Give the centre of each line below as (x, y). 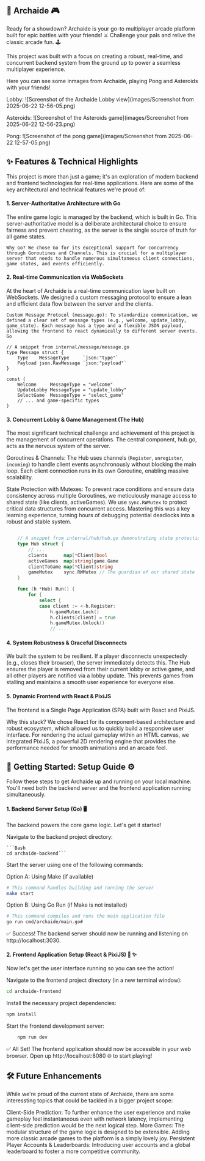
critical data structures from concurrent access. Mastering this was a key (98, 509)
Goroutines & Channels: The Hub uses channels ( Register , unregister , (95, 458)
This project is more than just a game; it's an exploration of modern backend (102, 176)
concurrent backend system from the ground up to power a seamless (94, 62)
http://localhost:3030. (34, 940)
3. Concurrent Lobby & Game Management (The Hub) (75, 419)
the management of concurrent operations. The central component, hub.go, (102, 440)
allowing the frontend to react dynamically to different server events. (102, 331)
